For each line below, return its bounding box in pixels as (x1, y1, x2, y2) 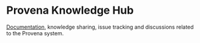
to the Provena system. (6, 29, 64, 36)
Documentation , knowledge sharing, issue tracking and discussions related (6, 23, 194, 30)
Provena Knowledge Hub (6, 4, 134, 17)
